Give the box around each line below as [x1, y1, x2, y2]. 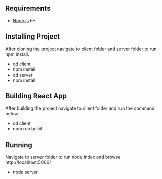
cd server [12, 71, 33, 78]
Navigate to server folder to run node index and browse [5, 154, 121, 160]
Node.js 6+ [12, 17, 36, 23]
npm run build [12, 126, 42, 132]
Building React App [5, 92, 67, 100]
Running [5, 140, 33, 149]
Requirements [5, 4, 51, 13]
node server [12, 169, 38, 175]
